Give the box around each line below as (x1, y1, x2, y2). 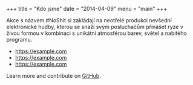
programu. (6, 36, 33, 43)
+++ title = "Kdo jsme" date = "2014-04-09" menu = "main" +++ (6, 5, 168, 12)
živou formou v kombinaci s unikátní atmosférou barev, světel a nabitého (6, 30, 188, 37)
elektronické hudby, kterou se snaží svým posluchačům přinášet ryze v (6, 24, 183, 30)
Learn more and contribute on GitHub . (6, 72, 101, 79)
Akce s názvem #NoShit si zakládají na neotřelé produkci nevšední (6, 17, 172, 24)
